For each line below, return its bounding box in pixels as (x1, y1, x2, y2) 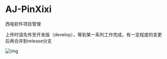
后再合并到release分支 (5, 38, 52, 44)
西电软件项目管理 (5, 21, 41, 27)
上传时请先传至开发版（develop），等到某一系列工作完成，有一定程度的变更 (5, 31, 162, 37)
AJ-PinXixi (5, 4, 52, 15)
